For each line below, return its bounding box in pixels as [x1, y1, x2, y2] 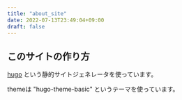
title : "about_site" [7, 10, 68, 17]
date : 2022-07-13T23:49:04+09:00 [7, 17, 105, 24]
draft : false [7, 23, 45, 30]
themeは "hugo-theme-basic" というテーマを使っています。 [7, 85, 179, 94]
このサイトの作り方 [7, 50, 90, 62]
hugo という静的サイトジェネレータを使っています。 [7, 70, 158, 78]
